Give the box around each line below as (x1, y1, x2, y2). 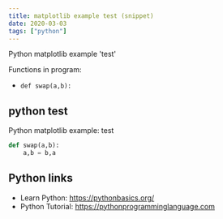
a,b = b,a (23, 149, 57, 157)
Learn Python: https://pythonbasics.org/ (19, 192, 155, 203)
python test (8, 104, 69, 118)
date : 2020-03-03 (8, 19, 67, 28)
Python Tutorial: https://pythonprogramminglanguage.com (19, 201, 216, 211)
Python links (8, 171, 73, 185)
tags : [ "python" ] (8, 27, 67, 35)
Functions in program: (8, 65, 82, 75)
